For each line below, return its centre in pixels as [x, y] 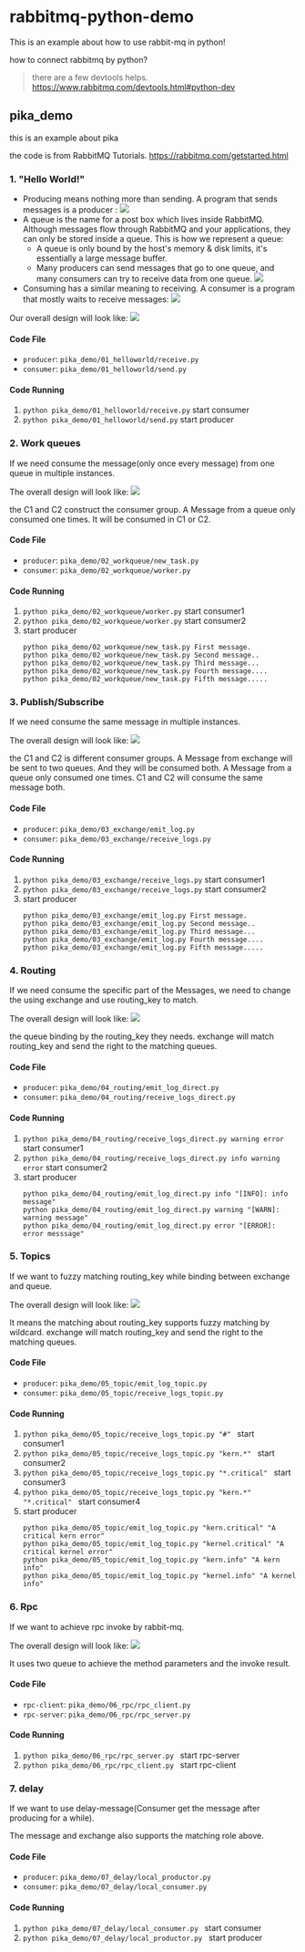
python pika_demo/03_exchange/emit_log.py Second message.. [139, 923]
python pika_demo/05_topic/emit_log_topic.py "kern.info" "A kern [151, 1560]
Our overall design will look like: [69, 318]
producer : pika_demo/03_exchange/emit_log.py [109, 828]
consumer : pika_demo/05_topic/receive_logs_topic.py [123, 1393]
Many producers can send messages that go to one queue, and [155, 268]
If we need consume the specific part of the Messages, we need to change [150, 991]
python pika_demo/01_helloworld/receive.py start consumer [136, 410]
